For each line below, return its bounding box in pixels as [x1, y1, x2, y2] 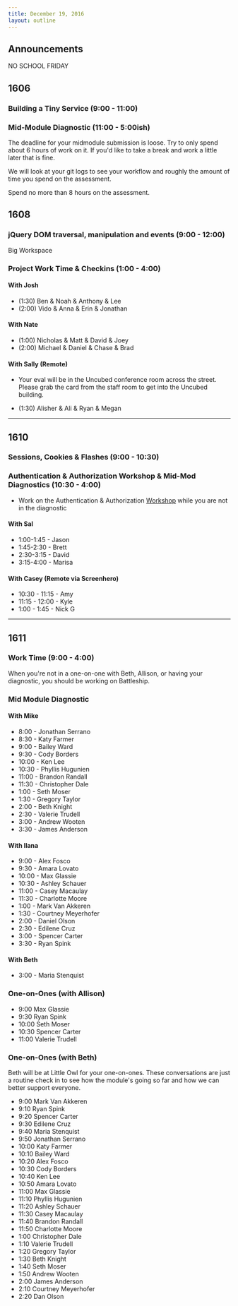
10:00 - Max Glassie [18, 872, 77, 880]
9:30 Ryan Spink [18, 1012, 66, 1021]
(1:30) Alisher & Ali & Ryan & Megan [18, 404, 122, 413]
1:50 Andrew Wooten [18, 1269, 80, 1278]
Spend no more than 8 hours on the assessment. [8, 188, 150, 196]
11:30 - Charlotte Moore [18, 894, 88, 903]
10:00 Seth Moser [18, 1019, 70, 1028]
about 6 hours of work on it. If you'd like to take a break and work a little [8, 145, 218, 154]
